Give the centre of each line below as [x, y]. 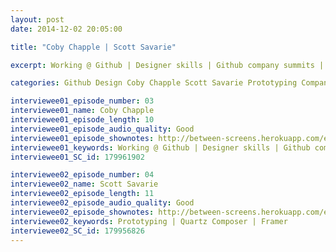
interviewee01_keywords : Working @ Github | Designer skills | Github [160, 147]
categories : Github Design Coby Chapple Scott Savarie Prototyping [154, 83]
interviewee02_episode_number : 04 [82, 175]
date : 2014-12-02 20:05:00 [66, 29]
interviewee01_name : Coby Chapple [82, 111]
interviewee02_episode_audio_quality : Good [102, 203]
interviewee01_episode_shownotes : [82, 138]
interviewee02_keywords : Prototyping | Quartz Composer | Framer [149, 221]
